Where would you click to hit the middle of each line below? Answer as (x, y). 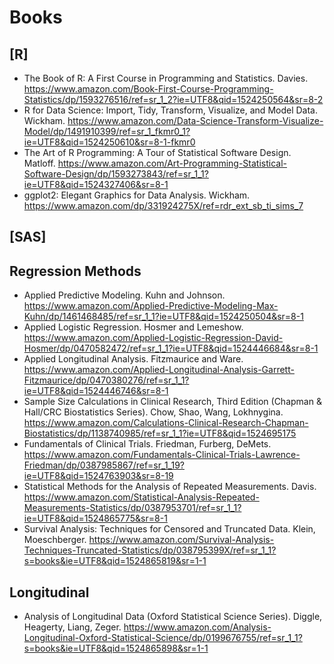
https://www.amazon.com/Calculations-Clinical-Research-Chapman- (166, 423)
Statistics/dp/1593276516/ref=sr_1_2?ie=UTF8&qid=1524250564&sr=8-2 (173, 99)
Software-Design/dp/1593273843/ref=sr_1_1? (116, 174)
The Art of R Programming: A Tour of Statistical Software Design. (157, 152)
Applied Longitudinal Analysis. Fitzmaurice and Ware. (133, 359)
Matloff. (39, 163)
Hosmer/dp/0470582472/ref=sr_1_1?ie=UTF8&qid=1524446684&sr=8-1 (171, 348)
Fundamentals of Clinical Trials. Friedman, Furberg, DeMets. (147, 444)
